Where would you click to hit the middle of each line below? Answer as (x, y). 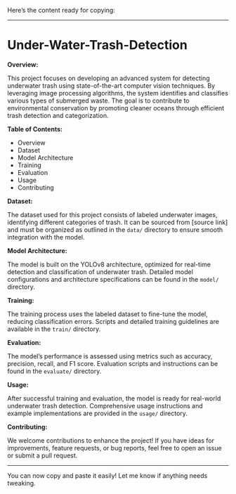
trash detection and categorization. (58, 115)
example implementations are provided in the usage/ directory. (98, 413)
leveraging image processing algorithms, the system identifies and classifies (118, 93)
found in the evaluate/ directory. (54, 371)
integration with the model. (46, 237)
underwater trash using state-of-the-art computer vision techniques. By (111, 85)
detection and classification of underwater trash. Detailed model (100, 272)
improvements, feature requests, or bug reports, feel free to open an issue (115, 448)
